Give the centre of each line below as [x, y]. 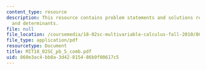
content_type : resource [37, 12]
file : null [20, 29]
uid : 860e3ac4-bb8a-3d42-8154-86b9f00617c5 [63, 57]
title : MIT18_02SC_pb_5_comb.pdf [49, 52]
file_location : [26, 35]
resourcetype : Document [37, 46]
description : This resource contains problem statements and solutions [100, 18]
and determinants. [36, 23]
